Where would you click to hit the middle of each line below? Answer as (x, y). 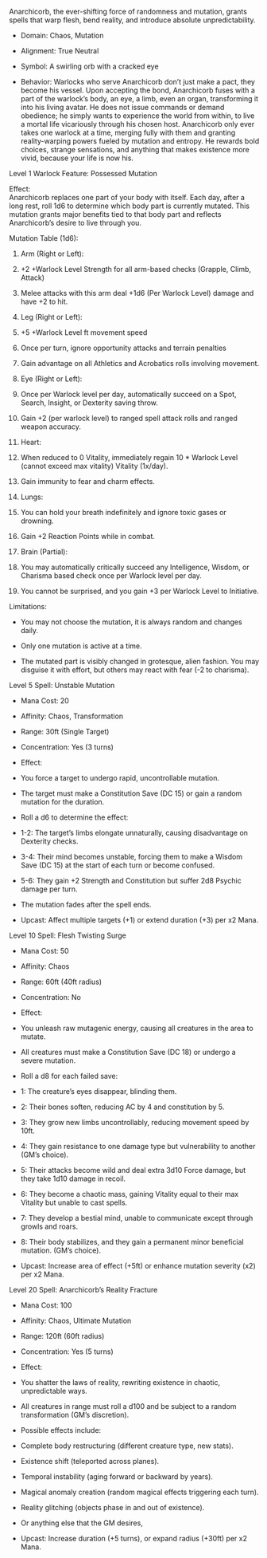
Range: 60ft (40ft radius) (61, 982)
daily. (29, 630)
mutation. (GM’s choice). (61, 1250)
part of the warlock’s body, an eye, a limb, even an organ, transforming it (139, 98)
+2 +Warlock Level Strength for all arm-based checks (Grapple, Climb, (136, 269)
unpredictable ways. (54, 1391)
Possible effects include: (61, 1430)
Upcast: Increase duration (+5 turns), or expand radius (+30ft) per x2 (133, 1538)
